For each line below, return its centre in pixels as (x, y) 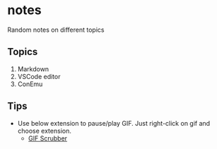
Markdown (33, 68)
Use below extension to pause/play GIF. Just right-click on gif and (114, 123)
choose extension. (45, 131)
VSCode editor (39, 76)
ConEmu (30, 84)
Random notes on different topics (56, 30)
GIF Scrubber (48, 138)
